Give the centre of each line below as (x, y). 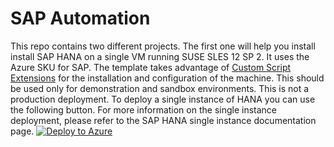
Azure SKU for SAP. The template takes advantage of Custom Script (151, 67)
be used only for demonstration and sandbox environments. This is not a (160, 88)
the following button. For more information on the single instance (144, 109)
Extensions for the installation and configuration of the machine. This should (167, 78)
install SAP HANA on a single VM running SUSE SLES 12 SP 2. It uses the (160, 56)
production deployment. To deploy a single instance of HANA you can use (163, 99)
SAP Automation (80, 18)
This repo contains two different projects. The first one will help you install (163, 46)
